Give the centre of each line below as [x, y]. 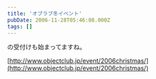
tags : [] [20, 26]
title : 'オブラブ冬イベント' [45, 14]
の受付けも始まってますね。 [47, 47]
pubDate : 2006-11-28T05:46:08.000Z [59, 20]
